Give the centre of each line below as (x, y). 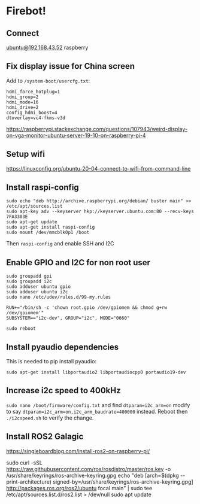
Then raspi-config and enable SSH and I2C (60, 244)
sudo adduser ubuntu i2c (37, 292)
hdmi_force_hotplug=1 (33, 92)
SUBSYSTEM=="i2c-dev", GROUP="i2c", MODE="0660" (68, 318)
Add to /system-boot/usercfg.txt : (48, 81)
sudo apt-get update (32, 222)
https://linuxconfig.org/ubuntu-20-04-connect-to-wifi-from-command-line (99, 168)
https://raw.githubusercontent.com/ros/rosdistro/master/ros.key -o (89, 469)
